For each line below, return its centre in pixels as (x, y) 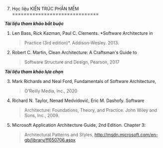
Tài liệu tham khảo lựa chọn (34, 72)
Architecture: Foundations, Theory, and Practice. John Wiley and (91, 110)
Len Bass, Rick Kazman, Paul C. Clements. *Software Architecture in (82, 33)
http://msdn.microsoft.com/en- (126, 135)
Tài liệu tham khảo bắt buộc (34, 24)
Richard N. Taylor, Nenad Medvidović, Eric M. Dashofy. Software (78, 101)
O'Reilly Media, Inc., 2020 (51, 91)
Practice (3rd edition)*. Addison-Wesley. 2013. (72, 43)
